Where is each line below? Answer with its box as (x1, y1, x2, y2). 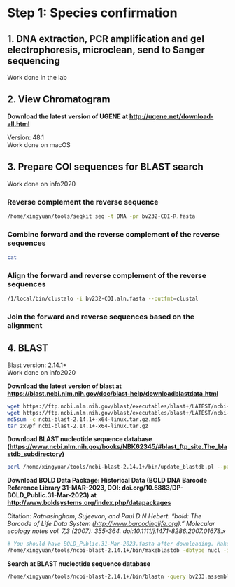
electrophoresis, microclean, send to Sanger (7, 43, 205, 55)
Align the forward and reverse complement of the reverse (7, 270, 206, 280)
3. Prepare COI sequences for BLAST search (7, 161, 204, 173)
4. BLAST (7, 342, 49, 354)
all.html (7, 119, 30, 127)
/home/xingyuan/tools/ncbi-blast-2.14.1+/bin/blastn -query (7, 573, 187, 580)
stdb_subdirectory (7, 450, 63, 458)
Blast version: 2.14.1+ (7, 361, 68, 369)
